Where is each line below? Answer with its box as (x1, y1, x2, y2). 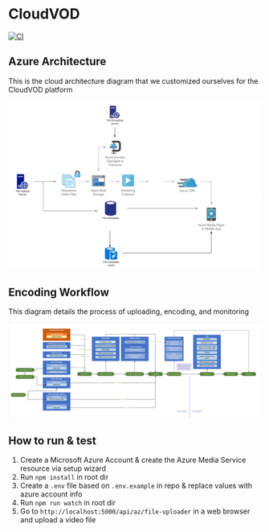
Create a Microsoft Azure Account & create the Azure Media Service (19, 456, 247, 465)
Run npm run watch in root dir (19, 498, 116, 508)
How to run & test (8, 434, 96, 447)
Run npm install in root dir (19, 472, 109, 482)
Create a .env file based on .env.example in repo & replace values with (19, 480, 253, 491)
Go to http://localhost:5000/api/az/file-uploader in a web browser (19, 506, 251, 516)
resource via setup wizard (19, 464, 107, 473)
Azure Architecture (8, 55, 107, 68)
